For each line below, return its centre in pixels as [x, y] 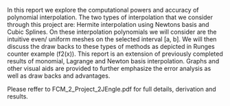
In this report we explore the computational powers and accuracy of [103, 10]
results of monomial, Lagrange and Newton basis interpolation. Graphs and [113, 61]
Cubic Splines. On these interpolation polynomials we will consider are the [112, 32]
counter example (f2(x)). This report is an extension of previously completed [115, 54]
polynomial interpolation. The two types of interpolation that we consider [110, 17]
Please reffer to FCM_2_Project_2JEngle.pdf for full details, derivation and [112, 89]
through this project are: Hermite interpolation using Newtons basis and [108, 24]
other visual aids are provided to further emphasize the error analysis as [109, 68]
